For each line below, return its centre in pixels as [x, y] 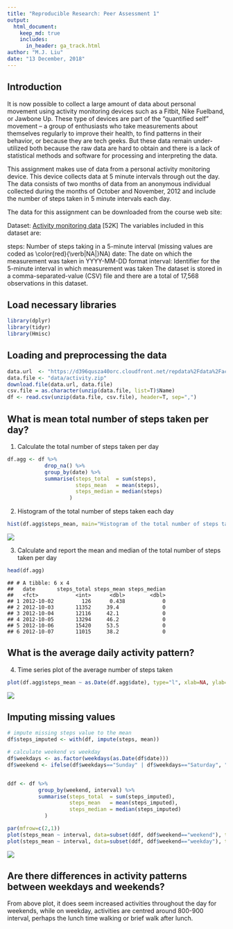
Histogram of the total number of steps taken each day [95, 511]
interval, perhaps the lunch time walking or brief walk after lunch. [100, 919]
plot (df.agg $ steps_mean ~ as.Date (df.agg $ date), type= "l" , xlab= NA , [108, 682]
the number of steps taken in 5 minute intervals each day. [89, 198]
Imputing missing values [61, 717]
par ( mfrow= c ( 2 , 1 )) [34, 828]
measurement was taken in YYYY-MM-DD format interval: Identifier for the [114, 261]
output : [18, 20]
